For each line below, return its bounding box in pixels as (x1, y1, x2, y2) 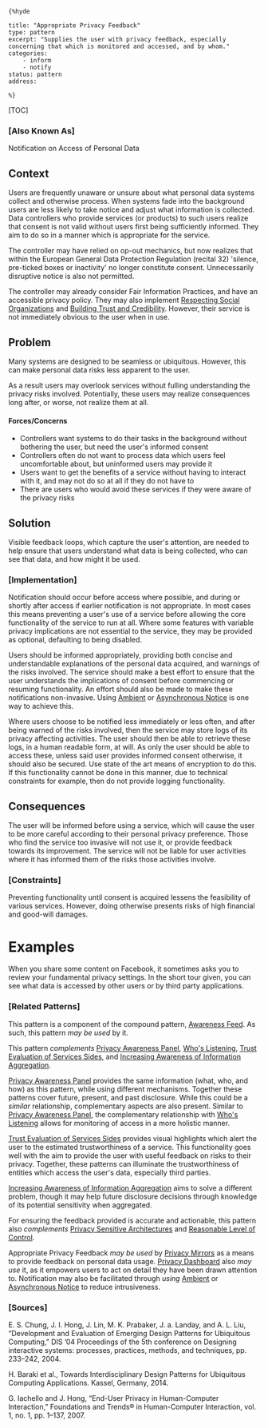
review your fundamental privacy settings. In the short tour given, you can (8, 973, 251, 982)
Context (8, 166, 49, 180)
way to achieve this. (8, 702, 74, 711)
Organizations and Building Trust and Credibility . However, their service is (8, 304, 250, 313)
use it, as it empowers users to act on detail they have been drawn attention (8, 1265, 258, 1275)
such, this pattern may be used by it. (8, 1028, 129, 1037)
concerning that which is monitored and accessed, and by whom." (8, 42, 230, 50)
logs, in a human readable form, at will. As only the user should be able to (8, 742, 250, 752)
